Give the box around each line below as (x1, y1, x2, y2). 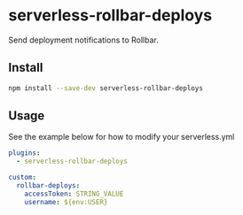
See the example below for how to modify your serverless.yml (8, 132, 235, 142)
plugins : (8, 149, 41, 157)
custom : (8, 173, 37, 182)
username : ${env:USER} (24, 197, 108, 206)
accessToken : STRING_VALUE (24, 189, 124, 198)
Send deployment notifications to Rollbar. (8, 35, 159, 45)
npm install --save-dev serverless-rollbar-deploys (8, 83, 203, 93)
